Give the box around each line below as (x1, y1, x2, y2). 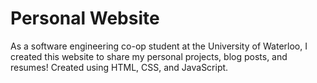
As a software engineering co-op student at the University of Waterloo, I (10, 40, 308, 52)
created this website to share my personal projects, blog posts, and (10, 50, 288, 62)
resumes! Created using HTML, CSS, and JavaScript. (10, 61, 229, 73)
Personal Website (10, 7, 160, 30)
